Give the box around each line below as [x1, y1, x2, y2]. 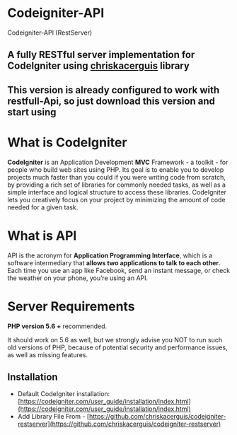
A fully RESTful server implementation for [7, 49, 195, 61]
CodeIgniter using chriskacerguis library [7, 60, 190, 72]
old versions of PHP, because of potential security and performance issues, [7, 343, 228, 352]
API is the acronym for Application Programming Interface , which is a [7, 251, 213, 260]
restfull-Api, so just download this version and [7, 95, 216, 107]
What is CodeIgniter [7, 134, 127, 150]
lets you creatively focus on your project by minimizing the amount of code [7, 195, 226, 204]
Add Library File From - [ [17, 412, 90, 421]
